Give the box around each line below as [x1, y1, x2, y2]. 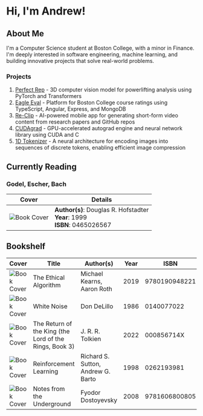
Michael [80, 269, 103, 278]
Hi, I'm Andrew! [6, 4, 86, 18]
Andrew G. [80, 367, 111, 375]
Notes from [33, 385, 65, 393]
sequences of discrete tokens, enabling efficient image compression [14, 144, 186, 151]
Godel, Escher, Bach [6, 180, 66, 188]
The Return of [33, 319, 72, 328]
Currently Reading [6, 162, 77, 172]
